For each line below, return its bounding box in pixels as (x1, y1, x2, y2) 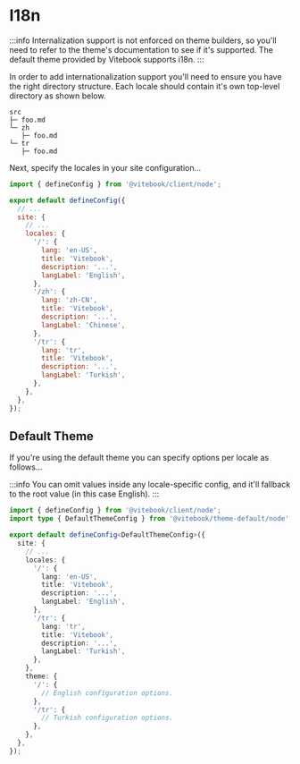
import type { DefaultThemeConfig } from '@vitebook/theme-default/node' (9, 514, 290, 523)
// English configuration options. (41, 688, 174, 698)
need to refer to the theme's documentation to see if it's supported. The (9, 44, 274, 55)
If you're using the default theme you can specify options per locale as (9, 453, 270, 463)
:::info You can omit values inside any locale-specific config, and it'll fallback (9, 480, 291, 490)
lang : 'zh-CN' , (41, 296, 98, 305)
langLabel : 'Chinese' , (41, 320, 126, 329)
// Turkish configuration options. (41, 713, 174, 723)
